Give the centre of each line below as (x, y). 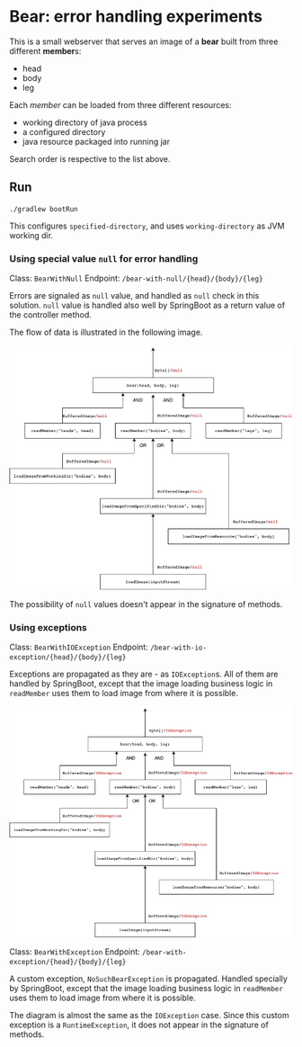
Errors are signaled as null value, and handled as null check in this (134, 296)
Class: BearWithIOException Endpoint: (79, 647)
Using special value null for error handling (104, 258)
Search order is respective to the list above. (90, 158)
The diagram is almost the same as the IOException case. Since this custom (149, 1015)
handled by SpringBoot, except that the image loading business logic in (141, 684)
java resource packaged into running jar (96, 141)
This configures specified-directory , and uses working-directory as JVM (147, 226)
